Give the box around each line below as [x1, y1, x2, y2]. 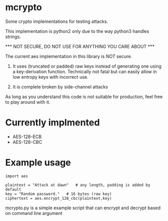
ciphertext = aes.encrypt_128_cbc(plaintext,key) [5, 196, 112, 201]
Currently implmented [5, 117, 100, 129]
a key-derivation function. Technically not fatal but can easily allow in [12, 68, 157, 75]
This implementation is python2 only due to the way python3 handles [5, 28, 149, 34]
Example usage [5, 157, 71, 169]
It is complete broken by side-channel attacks [12, 83, 108, 90]
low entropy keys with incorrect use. [12, 74, 89, 80]
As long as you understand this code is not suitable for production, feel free [5, 93, 163, 100]
